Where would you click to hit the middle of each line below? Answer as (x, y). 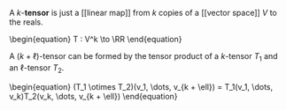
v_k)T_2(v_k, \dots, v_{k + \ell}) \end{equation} (94, 96)
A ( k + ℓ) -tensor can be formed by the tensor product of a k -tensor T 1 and (143, 57)
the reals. (26, 22)
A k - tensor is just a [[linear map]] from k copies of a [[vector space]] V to (143, 13)
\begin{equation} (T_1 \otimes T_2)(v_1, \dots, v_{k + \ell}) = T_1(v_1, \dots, (141, 86)
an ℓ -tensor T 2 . (37, 68)
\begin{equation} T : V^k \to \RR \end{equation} (96, 39)
